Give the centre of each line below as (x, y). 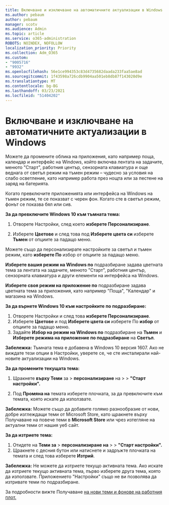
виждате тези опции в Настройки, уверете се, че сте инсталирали (78, 353)
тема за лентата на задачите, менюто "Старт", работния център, (76, 270)
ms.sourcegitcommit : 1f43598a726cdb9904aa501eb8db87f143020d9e (74, 77)
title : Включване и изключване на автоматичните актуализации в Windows (84, 10)
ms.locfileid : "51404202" (33, 95)
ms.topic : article (25, 34)
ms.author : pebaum (25, 15)
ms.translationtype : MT (31, 81)
